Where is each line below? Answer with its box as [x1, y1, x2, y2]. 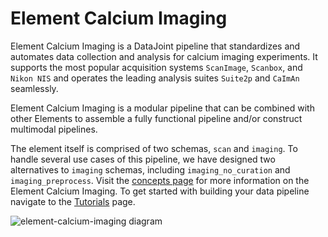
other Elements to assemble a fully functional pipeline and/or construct [10, 112, 303, 124]
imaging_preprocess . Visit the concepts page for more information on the [10, 174, 310, 186]
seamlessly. [10, 82, 59, 94]
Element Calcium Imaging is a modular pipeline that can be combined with [10, 102, 315, 114]
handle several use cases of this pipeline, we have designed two [10, 153, 276, 165]
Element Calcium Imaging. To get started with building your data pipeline [10, 185, 310, 197]
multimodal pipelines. [10, 123, 98, 135]
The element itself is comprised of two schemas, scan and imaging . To [10, 142, 298, 154]
